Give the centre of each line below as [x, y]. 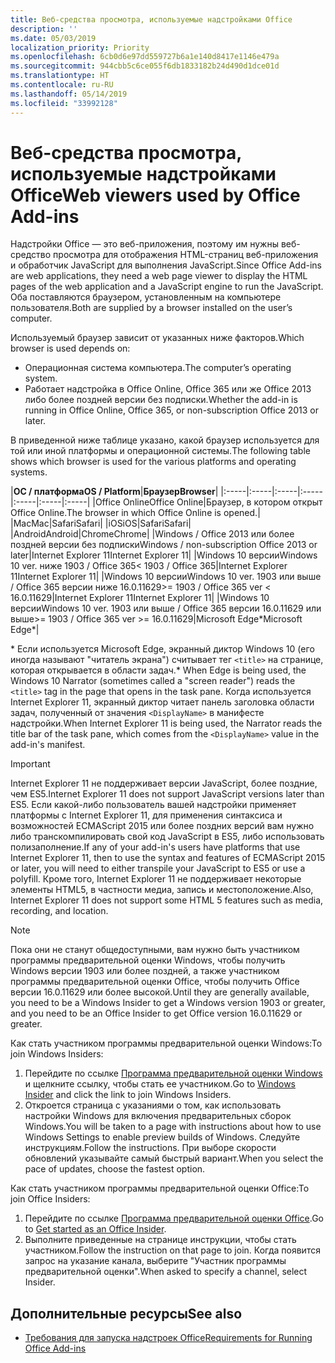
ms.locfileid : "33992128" [64, 103]
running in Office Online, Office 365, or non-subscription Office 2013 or [171, 410]
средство [31, 255]
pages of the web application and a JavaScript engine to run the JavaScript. [167, 287]
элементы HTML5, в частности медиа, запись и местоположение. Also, [162, 890]
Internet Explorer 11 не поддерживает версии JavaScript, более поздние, [164, 783]
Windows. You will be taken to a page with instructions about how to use [173, 1127]
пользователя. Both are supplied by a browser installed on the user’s [151, 308]
